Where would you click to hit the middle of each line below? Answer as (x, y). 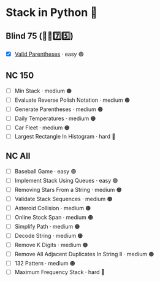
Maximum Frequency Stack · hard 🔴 (59, 272)
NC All (18, 156)
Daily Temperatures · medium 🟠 (55, 118)
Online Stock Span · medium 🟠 (54, 217)
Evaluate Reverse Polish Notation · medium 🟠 (72, 100)
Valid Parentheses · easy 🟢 (49, 54)
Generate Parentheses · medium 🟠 (59, 109)
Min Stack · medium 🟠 (43, 91)
